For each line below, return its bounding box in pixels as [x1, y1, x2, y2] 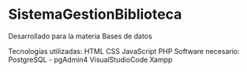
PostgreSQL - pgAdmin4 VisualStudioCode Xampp [8, 55, 173, 64]
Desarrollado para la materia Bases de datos [8, 31, 152, 41]
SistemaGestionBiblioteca [8, 5, 182, 23]
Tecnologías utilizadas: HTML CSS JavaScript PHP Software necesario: [8, 46, 240, 56]
